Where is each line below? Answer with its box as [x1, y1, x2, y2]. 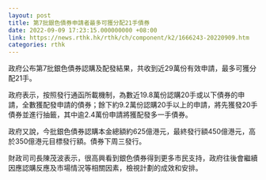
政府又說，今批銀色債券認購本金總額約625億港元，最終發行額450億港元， [8, 127, 249, 137]
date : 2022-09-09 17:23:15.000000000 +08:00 [8, 26, 158, 34]
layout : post [8, 11, 51, 20]
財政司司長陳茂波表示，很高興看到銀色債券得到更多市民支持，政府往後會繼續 [8, 153, 258, 163]
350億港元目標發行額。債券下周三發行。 [14, 137, 146, 146]
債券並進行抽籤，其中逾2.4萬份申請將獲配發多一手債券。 [8, 110, 192, 119]
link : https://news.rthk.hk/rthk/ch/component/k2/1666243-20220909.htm [8, 33, 249, 42]
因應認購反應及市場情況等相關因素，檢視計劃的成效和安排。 [8, 163, 203, 173]
